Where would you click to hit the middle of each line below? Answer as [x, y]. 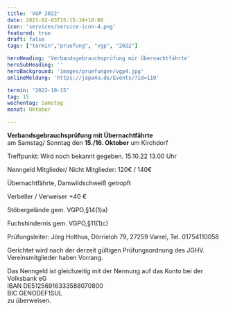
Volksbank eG [27, 278]
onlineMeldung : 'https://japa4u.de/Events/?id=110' [83, 78]
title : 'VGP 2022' [34, 14]
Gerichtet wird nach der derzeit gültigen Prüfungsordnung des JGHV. [106, 250]
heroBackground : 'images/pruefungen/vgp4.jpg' [76, 71]
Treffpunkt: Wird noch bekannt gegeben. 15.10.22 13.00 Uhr [92, 156]
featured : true [29, 33]
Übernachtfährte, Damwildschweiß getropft [69, 183]
